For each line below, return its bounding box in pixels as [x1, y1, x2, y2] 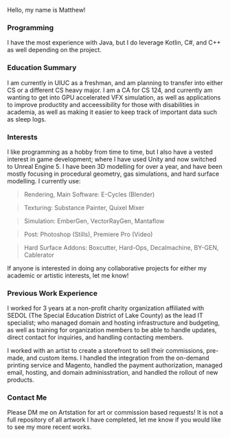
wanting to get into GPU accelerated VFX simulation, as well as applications [7, 93, 221, 102]
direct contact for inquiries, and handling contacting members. [7, 333, 184, 342]
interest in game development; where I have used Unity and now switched [7, 154, 217, 163]
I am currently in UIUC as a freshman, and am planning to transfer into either [7, 78, 223, 87]
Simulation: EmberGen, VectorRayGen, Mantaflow [23, 216, 165, 225]
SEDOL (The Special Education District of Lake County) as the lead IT [7, 312, 204, 320]
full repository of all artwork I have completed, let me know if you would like [7, 415, 222, 424]
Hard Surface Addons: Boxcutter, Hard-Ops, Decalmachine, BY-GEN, [23, 243, 219, 251]
